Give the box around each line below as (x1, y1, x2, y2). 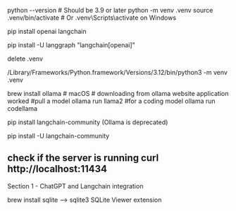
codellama (7, 104, 37, 112)
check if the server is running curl (7, 152, 159, 164)
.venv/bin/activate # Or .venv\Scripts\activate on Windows (7, 13, 177, 22)
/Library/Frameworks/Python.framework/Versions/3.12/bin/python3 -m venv (7, 68, 228, 76)
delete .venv (7, 54, 44, 63)
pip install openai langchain (7, 28, 87, 35)
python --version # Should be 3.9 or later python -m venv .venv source (7, 6, 213, 14)
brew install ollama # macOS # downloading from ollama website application (7, 90, 229, 97)
